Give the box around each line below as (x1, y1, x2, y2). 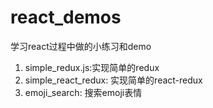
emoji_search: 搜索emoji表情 (24, 86, 143, 98)
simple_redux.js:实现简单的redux (24, 61, 160, 73)
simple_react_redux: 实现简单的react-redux (24, 74, 203, 86)
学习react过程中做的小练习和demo (10, 40, 152, 52)
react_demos (10, 6, 122, 29)
